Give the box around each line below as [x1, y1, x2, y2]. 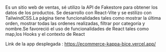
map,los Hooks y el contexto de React [5, 31, 85, 37]
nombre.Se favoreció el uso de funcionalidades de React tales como [5, 26, 149, 32]
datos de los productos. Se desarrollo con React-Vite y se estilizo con [5, 10, 152, 16]
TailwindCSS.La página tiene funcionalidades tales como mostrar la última [5, 15, 161, 21]
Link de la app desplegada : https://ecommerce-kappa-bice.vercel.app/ [5, 41, 156, 47]
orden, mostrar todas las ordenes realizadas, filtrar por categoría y [5, 20, 146, 26]
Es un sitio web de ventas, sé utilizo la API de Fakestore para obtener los [5, 5, 158, 10]
